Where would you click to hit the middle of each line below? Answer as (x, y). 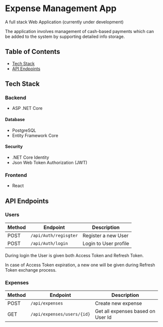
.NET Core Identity (31, 157)
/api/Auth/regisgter (54, 235)
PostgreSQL (24, 130)
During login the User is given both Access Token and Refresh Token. (74, 255)
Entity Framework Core (35, 135)
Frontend (16, 175)
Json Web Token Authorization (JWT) (49, 162)
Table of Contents (33, 52)
